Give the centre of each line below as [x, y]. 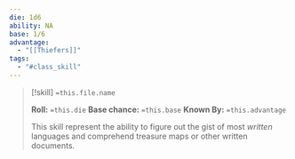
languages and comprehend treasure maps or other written [139, 136]
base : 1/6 [28, 34]
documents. [53, 145]
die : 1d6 [25, 17]
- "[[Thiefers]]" [49, 51]
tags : [19, 59]
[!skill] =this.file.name [73, 92]
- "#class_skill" [49, 68]
